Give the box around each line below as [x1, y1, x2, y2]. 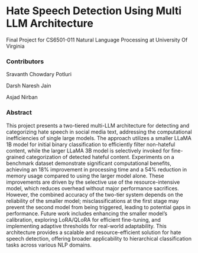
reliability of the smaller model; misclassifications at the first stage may [6, 197, 179, 205]
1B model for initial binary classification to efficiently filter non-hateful [6, 141, 176, 148]
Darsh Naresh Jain [6, 82, 51, 89]
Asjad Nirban [6, 93, 38, 101]
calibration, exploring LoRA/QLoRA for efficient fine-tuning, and [6, 216, 161, 223]
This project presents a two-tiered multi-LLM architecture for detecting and [6, 122, 190, 129]
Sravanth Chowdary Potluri [6, 71, 72, 78]
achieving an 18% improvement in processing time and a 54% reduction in [6, 166, 187, 173]
